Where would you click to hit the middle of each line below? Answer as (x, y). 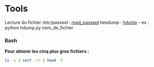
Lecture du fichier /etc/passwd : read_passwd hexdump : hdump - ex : (77, 22)
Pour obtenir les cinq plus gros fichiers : (47, 51)
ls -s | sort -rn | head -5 (34, 61)
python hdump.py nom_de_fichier (39, 27)
